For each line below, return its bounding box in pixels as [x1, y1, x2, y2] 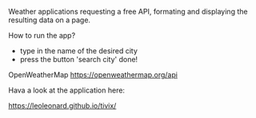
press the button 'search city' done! [19, 55, 138, 64]
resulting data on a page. [8, 15, 90, 25]
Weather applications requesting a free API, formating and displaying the [8, 7, 248, 16]
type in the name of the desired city [19, 46, 138, 55]
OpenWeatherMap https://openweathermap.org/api [8, 70, 178, 79]
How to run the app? [8, 31, 76, 40]
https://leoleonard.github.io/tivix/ [8, 101, 117, 110]
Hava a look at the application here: [8, 85, 126, 95]
